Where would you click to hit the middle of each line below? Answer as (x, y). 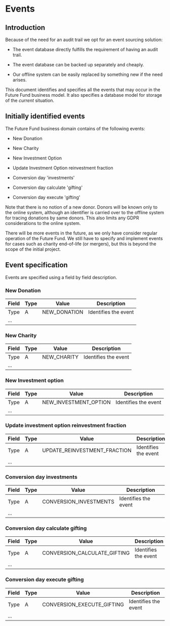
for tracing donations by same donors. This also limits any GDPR (72, 218)
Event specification (37, 265)
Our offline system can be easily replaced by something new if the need (88, 74)
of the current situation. (30, 100)
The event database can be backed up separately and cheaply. (78, 65)
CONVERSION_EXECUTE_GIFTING (83, 604)
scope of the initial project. (33, 249)
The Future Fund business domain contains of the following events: (75, 128)
